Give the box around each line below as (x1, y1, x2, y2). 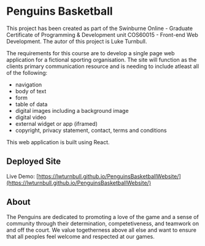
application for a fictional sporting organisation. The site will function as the (6, 56, 197, 63)
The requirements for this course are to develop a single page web (6, 49, 175, 56)
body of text (15, 87, 47, 94)
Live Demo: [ (6, 172, 39, 180)
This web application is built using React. (6, 138, 110, 145)
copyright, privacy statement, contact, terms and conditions (15, 126, 167, 134)
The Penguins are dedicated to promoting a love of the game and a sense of (6, 213, 199, 220)
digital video (15, 113, 47, 121)
